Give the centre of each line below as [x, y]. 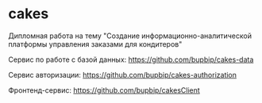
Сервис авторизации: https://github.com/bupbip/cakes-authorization [122, 74]
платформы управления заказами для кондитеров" [95, 44]
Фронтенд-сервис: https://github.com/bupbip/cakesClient [104, 90]
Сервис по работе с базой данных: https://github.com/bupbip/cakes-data [131, 59]
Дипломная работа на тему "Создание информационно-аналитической [130, 36]
